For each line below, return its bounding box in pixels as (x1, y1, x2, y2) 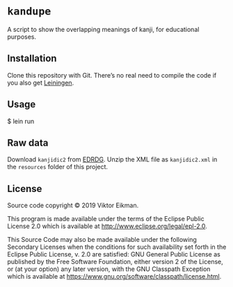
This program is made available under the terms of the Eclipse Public (7, 215, 204, 223)
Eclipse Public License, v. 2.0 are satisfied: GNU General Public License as (7, 250, 220, 259)
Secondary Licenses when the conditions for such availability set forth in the (7, 243, 227, 251)
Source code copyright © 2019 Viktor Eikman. (7, 201, 139, 209)
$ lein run (7, 116, 35, 125)
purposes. (7, 33, 37, 41)
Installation (7, 53, 57, 64)
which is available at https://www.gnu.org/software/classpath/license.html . (7, 272, 222, 281)
